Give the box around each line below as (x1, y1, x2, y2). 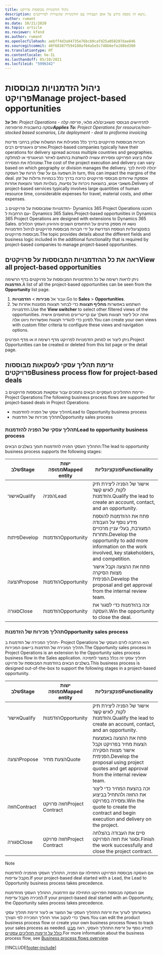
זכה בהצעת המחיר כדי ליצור (92, 785, 150, 792)
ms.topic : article (5, 25, 42, 30)
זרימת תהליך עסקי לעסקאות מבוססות (5, 361, 114, 369)
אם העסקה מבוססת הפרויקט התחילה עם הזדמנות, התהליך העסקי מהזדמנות (5, 890, 144, 896)
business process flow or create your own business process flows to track (5, 920, 154, 926)
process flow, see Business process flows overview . (5, 936, 109, 941)
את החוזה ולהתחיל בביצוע (92, 791, 147, 798)
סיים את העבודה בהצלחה (92, 830, 145, 837)
